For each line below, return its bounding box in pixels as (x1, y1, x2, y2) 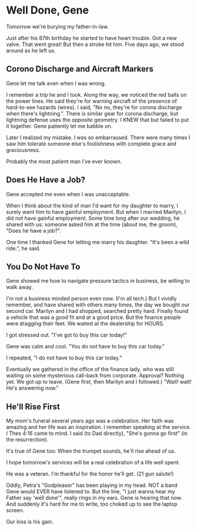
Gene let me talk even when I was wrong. (6, 80, 106, 87)
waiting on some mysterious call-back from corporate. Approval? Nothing (6, 372, 184, 379)
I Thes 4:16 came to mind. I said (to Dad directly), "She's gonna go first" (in (6, 430, 188, 437)
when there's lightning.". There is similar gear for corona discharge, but (6, 110, 178, 117)
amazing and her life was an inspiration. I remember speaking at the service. (6, 424, 191, 431)
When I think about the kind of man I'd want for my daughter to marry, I (6, 202, 178, 209)
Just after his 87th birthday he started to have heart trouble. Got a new (6, 34, 178, 41)
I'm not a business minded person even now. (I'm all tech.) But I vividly (6, 295, 177, 302)
